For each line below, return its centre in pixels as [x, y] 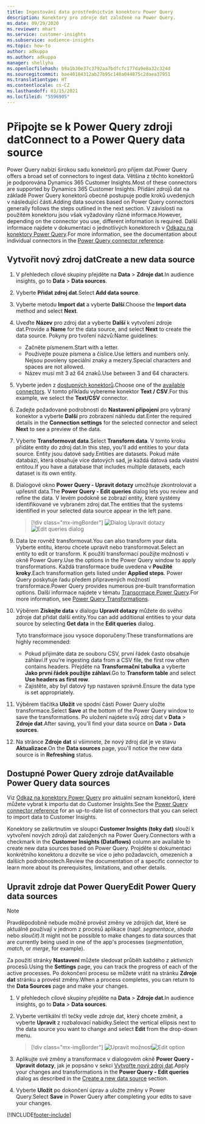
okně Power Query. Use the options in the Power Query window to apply [106, 560]
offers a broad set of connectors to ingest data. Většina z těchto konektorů [100, 176]
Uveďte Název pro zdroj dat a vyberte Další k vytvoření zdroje [94, 322]
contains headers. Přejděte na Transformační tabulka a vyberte [105, 666]
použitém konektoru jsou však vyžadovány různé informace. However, [94, 215]
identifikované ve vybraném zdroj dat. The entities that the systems [99, 504]
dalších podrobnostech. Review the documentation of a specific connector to [103, 861]
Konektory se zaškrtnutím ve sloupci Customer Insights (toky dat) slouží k [101, 829]
